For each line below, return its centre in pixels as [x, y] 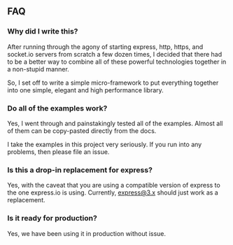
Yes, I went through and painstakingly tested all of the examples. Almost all [115, 123]
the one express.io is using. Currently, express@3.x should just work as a [113, 192]
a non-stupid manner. [38, 69]
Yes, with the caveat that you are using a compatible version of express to [114, 185]
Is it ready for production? [52, 218]
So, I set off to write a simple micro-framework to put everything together [113, 83]
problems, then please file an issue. [58, 152]
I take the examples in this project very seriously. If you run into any [105, 144]
